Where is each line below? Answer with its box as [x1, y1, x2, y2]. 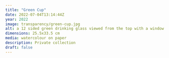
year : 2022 [5, 17, 28, 22]
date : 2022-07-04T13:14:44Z [5, 12, 65, 17]
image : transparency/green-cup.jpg [5, 21, 80, 27]
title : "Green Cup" [5, 7, 47, 13]
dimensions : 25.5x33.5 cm [5, 31, 60, 36]
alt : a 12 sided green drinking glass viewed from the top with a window [5, 26, 164, 31]
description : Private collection [5, 40, 76, 45]
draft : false [5, 45, 33, 50]
